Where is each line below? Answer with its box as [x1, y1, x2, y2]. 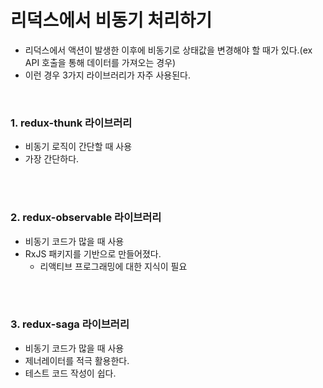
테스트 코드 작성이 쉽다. [24, 367, 117, 379]
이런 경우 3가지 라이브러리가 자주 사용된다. [24, 69, 192, 81]
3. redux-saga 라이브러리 [10, 317, 130, 331]
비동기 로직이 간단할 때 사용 [24, 141, 133, 153]
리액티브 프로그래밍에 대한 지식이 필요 [39, 260, 188, 272]
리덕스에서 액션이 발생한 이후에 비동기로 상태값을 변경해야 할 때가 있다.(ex [24, 44, 313, 56]
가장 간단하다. [24, 153, 80, 165]
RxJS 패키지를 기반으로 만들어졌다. [24, 247, 162, 260]
